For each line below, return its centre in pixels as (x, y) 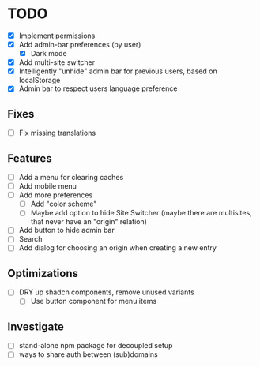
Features (30, 158)
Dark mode (49, 54)
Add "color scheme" (64, 204)
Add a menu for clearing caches (71, 177)
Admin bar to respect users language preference (98, 88)
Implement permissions (57, 36)
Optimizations (43, 273)
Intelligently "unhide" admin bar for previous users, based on (118, 71)
